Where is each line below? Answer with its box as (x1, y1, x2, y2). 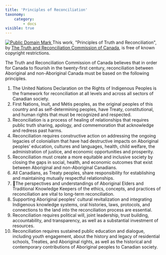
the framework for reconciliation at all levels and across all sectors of (12, 91, 154, 97)
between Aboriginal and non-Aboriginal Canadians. (12, 165, 118, 171)
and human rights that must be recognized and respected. (12, 112, 132, 118)
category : (14, 16, 35, 21)
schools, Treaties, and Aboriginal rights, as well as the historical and (12, 239, 152, 245)
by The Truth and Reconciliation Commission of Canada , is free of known (5, 45, 155, 51)
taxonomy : (5, 12, 26, 17)
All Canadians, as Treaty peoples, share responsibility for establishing (12, 170, 156, 176)
